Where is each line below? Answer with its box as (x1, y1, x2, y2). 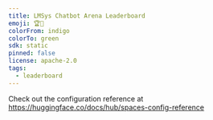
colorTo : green (8, 34, 59, 43)
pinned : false (8, 49, 56, 57)
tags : (8, 64, 27, 72)
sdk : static (8, 42, 48, 50)
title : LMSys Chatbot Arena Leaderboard (8, 11, 146, 20)
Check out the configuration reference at (8, 93, 144, 103)
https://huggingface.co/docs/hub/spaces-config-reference (8, 102, 205, 112)
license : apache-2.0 (8, 57, 78, 65)
